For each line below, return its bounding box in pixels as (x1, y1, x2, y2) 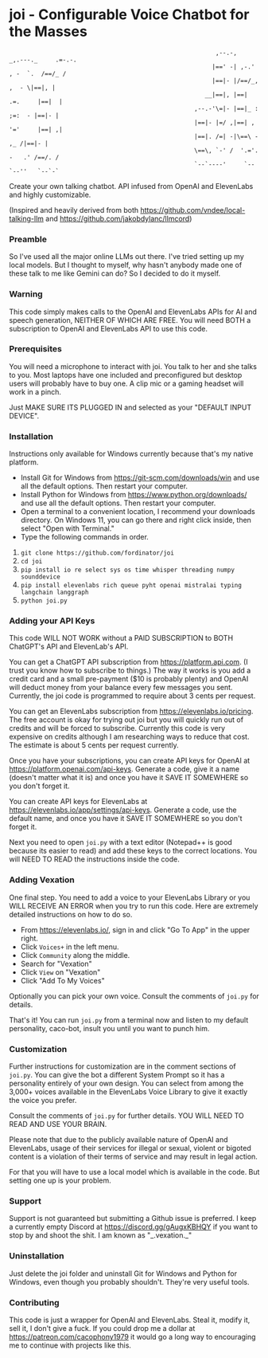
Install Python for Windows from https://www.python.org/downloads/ (20, 490, 247, 500)
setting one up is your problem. (9, 1175, 112, 1185)
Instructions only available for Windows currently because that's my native (9, 449, 254, 459)
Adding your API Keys (9, 615, 95, 626)
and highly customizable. (9, 190, 91, 199)
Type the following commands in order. (20, 532, 150, 542)
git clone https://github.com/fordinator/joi (20, 549, 174, 557)
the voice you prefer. (9, 1096, 77, 1105)
